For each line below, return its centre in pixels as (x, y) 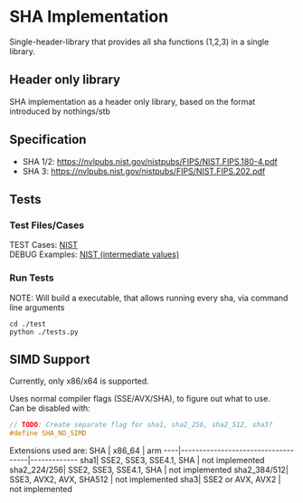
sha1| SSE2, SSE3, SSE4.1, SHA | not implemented (172, 460)
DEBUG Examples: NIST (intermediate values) (94, 254)
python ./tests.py (44, 332)
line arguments (37, 307)
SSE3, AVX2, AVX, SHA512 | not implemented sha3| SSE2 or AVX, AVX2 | (146, 479)
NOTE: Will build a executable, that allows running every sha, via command (149, 298)
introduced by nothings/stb (60, 111)
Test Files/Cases (47, 225)
